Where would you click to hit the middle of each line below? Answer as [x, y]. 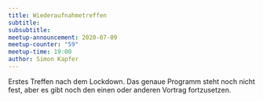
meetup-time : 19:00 [40, 52]
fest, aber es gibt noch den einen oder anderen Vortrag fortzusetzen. [120, 89]
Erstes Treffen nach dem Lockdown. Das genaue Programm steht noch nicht [131, 81]
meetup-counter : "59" [44, 45]
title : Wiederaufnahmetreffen [58, 15]
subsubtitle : [29, 30]
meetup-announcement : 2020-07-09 [63, 37]
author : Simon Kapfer [44, 60]
